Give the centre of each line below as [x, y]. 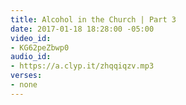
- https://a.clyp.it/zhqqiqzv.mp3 [82, 66]
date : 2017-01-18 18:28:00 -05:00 [82, 29]
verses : [26, 76]
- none [24, 85]
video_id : [31, 38]
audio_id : [31, 57]
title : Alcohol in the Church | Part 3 [93, 19]
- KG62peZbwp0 [40, 47]
